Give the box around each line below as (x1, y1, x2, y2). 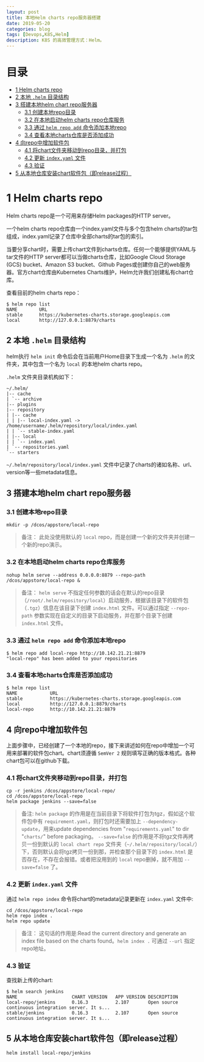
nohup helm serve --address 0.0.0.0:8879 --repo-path (6, 572, 146, 578)
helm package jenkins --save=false (6, 799, 97, 805)
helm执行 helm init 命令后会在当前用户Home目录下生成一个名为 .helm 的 (6, 352, 190, 360)
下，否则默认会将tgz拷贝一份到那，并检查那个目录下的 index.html (21, 848, 187, 855)
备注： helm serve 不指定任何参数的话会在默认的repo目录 (21, 589, 165, 596)
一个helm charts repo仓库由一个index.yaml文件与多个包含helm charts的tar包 (6, 225, 198, 232)
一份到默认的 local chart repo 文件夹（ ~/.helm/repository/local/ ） (26, 841, 198, 848)
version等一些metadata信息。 (6, 468, 81, 476)
